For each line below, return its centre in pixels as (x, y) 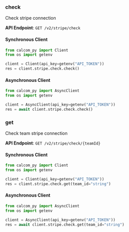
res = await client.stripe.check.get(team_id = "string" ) (65, 224)
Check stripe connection (31, 18)
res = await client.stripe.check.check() (49, 109)
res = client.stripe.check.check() (42, 69)
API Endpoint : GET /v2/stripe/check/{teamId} (53, 143)
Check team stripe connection (36, 133)
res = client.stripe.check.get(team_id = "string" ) (58, 184)
